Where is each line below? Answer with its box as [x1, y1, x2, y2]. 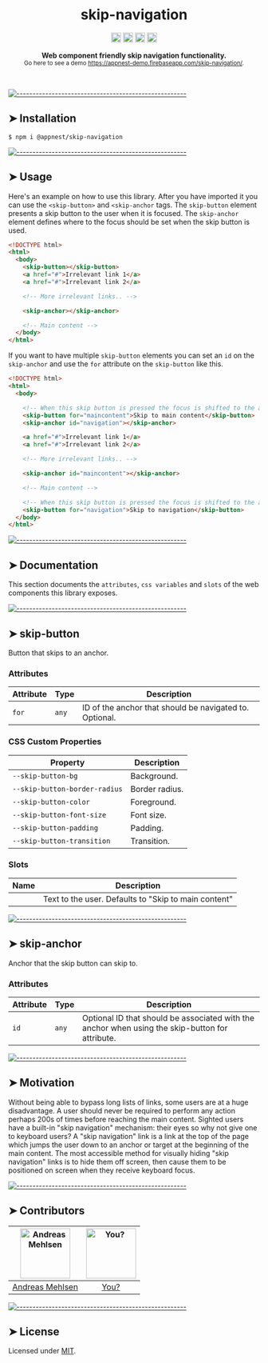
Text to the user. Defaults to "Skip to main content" [42, 893, 234, 905]
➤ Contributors [8, 1204, 85, 1217]
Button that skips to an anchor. [8, 648, 109, 658]
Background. [130, 770, 179, 781]
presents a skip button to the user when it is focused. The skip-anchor [8, 208, 239, 218]
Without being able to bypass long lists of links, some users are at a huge [8, 1097, 249, 1107]
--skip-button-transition [12, 836, 111, 845]
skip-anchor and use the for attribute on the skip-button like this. [8, 359, 223, 369]
